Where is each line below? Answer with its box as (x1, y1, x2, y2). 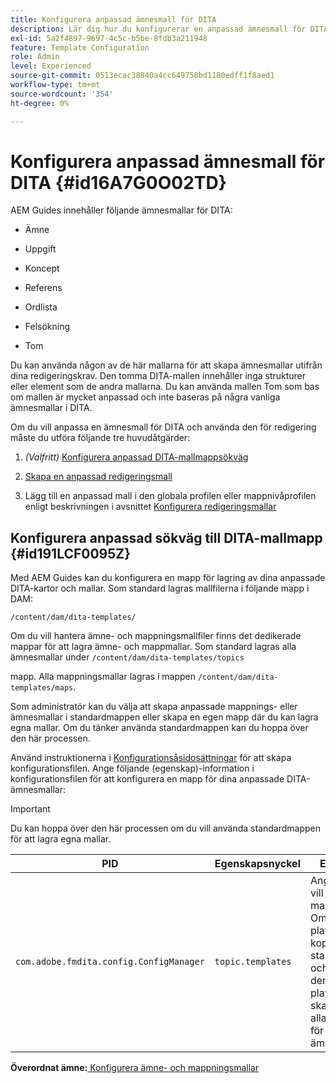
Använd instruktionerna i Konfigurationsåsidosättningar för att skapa (10, 752, 292, 764)
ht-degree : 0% (10, 98, 70, 108)
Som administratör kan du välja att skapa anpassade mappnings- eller (10, 701, 298, 713)
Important (10, 803, 51, 815)
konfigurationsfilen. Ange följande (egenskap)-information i (10, 762, 255, 775)
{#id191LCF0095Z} (10, 545, 132, 562)
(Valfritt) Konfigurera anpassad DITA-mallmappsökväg (24, 451, 249, 463)
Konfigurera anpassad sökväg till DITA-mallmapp (10, 529, 323, 546)
